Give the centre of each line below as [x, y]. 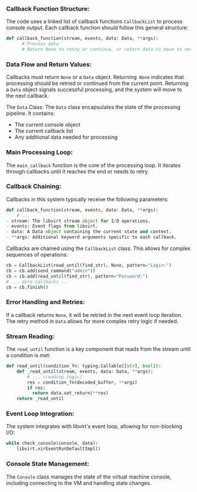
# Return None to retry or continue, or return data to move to [102, 49]
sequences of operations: [37, 255]
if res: [36, 388]
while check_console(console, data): [52, 443]
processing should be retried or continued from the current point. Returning [97, 83]
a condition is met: [28, 356]
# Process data [40, 44]
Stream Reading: [30, 336]
